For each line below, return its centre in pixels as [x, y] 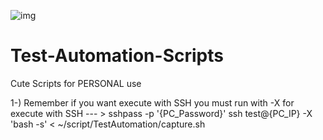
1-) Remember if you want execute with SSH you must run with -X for [152, 102]
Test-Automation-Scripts [117, 56]
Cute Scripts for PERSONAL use [76, 83]
